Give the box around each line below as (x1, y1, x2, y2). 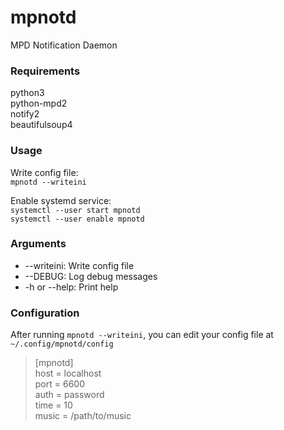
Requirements (10, 64, 81, 78)
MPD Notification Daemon (10, 39, 118, 51)
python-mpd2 (10, 97, 68, 110)
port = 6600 (34, 378, 85, 390)
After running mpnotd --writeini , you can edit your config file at (10, 329, 274, 341)
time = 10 (34, 399, 73, 411)
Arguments (10, 237, 67, 251)
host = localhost (34, 367, 102, 380)
